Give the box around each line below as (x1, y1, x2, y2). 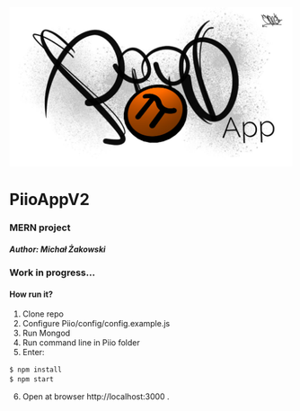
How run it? (9, 289, 54, 299)
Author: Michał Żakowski (9, 244, 106, 255)
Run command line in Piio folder (22, 337, 141, 348)
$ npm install (9, 365, 63, 375)
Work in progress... (9, 266, 96, 279)
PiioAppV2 (9, 190, 90, 210)
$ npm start (9, 375, 54, 384)
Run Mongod (22, 327, 71, 339)
